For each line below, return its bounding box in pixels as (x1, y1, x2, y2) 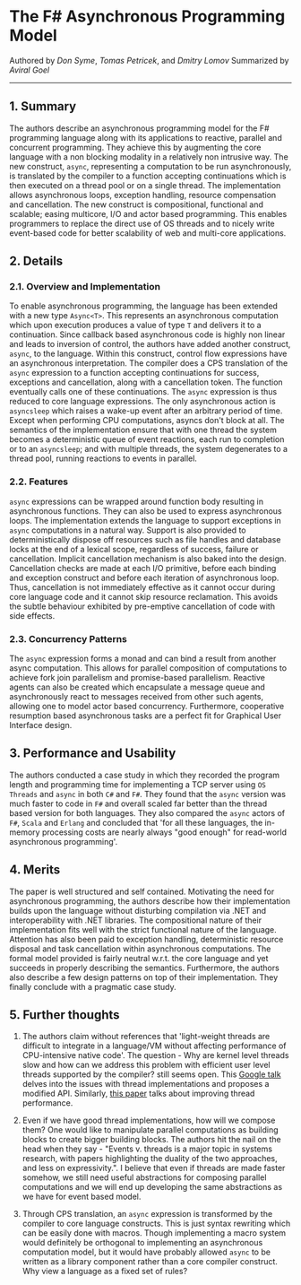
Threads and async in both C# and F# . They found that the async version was (9, 788, 287, 799)
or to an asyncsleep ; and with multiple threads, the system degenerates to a (9, 444, 288, 455)
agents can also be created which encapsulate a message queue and (9, 682, 266, 692)
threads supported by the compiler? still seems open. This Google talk (21, 1069, 281, 1080)
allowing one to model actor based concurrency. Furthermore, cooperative (9, 701, 285, 712)
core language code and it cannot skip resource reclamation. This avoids (9, 591, 279, 602)
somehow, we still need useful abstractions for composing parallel (21, 1172, 267, 1183)
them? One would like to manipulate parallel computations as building (21, 1124, 279, 1135)
